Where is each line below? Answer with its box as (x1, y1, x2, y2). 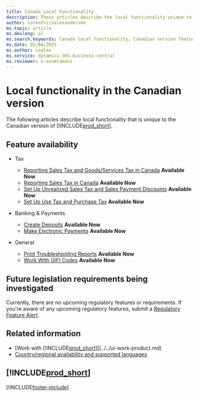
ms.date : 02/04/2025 (6, 42, 57, 48)
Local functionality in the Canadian (6, 84, 182, 97)
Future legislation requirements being (6, 274, 148, 284)
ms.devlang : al (6, 31, 44, 37)
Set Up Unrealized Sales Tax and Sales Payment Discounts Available (23, 186, 192, 193)
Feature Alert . (6, 312, 40, 319)
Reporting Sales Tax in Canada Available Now (23, 179, 136, 187)
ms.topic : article (6, 25, 52, 31)
